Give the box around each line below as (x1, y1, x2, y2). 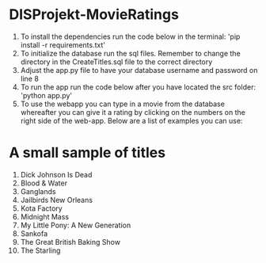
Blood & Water (20, 178, 68, 188)
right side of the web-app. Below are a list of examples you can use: (20, 116, 243, 125)
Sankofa (20, 228, 48, 238)
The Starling (20, 246, 61, 255)
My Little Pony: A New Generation (20, 220, 131, 230)
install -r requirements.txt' (20, 40, 106, 49)
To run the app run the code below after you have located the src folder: (20, 82, 256, 92)
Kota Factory (20, 204, 63, 213)
